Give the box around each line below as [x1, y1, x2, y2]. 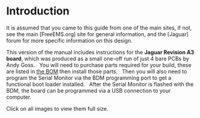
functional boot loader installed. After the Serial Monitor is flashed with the [6, 80, 194, 88]
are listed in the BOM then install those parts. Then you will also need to [6, 67, 187, 75]
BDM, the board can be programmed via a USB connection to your [6, 87, 171, 94]
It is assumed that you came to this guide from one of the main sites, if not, [6, 24, 192, 31]
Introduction [6, 4, 70, 18]
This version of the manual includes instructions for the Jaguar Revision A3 [6, 48, 195, 55]
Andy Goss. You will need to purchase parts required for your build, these [6, 61, 192, 69]
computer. [6, 93, 32, 101]
